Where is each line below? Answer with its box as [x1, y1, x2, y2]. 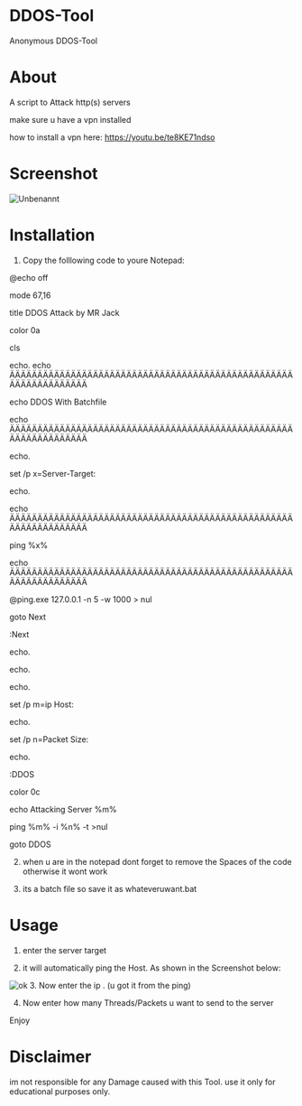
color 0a [9, 324, 41, 335]
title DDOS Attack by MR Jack [9, 307, 120, 318]
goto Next [9, 611, 47, 622]
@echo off [9, 272, 49, 283]
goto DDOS [9, 839, 51, 850]
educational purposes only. [9, 1085, 111, 1097]
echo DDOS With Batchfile [9, 396, 107, 407]
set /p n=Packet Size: [9, 733, 89, 745]
